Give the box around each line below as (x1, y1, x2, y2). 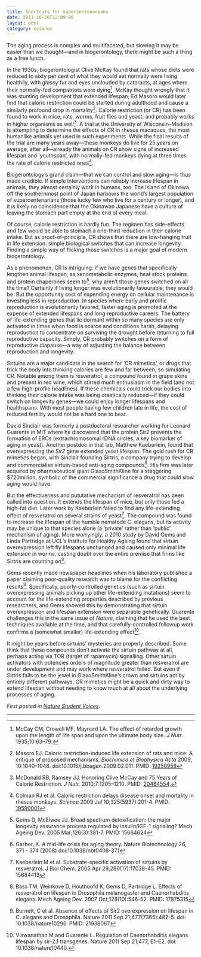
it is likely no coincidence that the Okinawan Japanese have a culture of (7, 202, 184, 210)
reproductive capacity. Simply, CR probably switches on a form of (7, 335, 169, 342)
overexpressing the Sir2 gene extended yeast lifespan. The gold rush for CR (7, 447, 193, 455)
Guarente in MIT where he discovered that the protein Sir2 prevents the (7, 428, 182, 435)
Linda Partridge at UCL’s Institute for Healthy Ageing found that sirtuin (7, 537, 178, 544)
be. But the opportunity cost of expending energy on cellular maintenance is (7, 290, 194, 298)
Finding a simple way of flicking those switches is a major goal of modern (7, 246, 187, 253)
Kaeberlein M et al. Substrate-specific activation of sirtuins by (15, 858, 168, 865)
